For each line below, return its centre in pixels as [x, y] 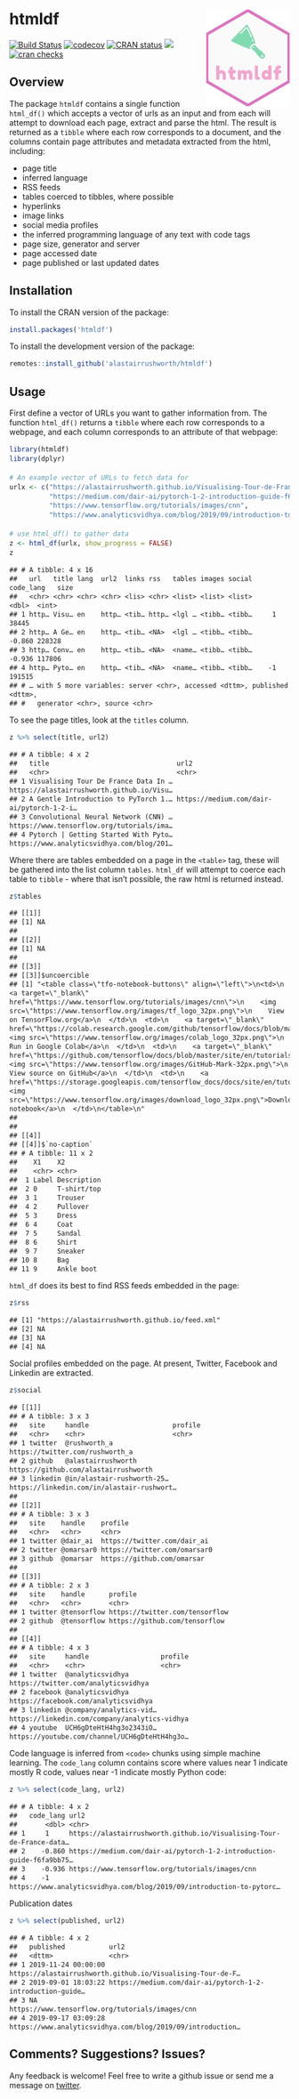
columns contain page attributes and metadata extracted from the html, [140, 141]
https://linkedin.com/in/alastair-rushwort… [93, 1488]
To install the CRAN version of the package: [89, 312]
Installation [41, 291]
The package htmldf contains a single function [95, 103]
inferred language [55, 177]
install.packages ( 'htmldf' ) [61, 329]
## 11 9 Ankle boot [53, 1269]
